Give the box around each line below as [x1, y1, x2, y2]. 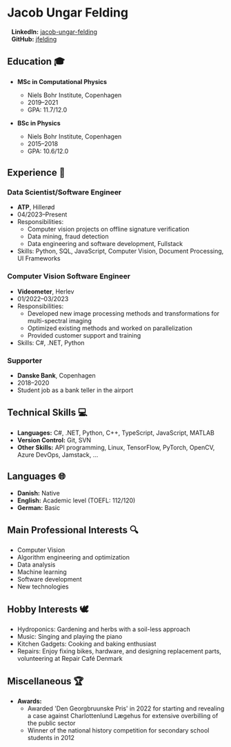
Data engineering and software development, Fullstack [27, 240, 183, 248]
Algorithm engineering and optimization [17, 553, 130, 562]
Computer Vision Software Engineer [7, 272, 131, 281]
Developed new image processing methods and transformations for [27, 309, 220, 318]
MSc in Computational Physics [17, 77, 108, 85]
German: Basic [17, 503, 61, 511]
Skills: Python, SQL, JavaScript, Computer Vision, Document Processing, [17, 247, 224, 256]
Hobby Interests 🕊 [7, 603, 89, 615]
